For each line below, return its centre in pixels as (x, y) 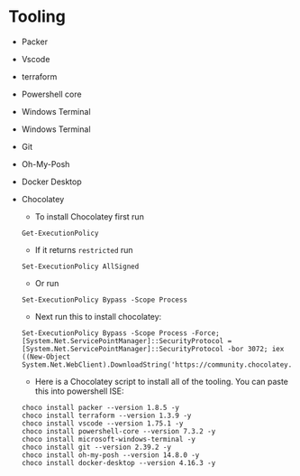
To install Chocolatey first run (90, 216)
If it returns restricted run (84, 249)
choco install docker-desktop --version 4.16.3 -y (118, 462)
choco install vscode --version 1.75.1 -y (102, 423)
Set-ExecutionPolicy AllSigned (80, 266)
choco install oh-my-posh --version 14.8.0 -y (110, 455)
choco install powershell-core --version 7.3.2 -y (118, 431)
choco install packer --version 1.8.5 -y (100, 407)
